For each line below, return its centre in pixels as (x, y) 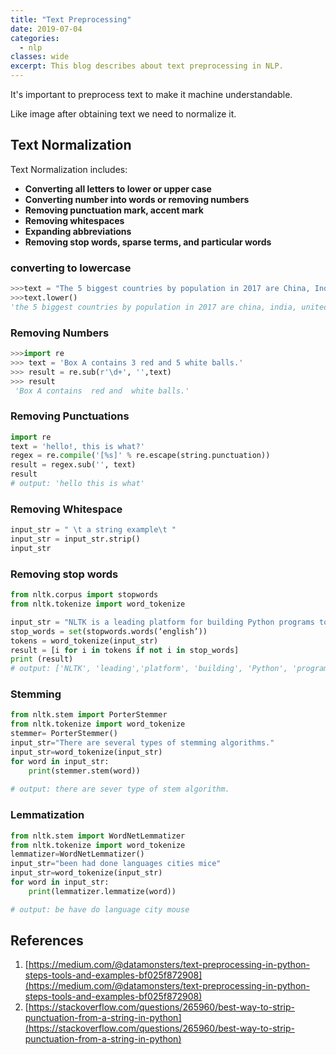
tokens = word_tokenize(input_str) (84, 641)
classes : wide (40, 57)
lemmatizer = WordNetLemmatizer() (77, 854)
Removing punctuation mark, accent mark (114, 210)
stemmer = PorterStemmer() (64, 734)
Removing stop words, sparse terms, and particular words (148, 242)
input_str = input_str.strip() (75, 539)
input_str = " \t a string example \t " (93, 530)
